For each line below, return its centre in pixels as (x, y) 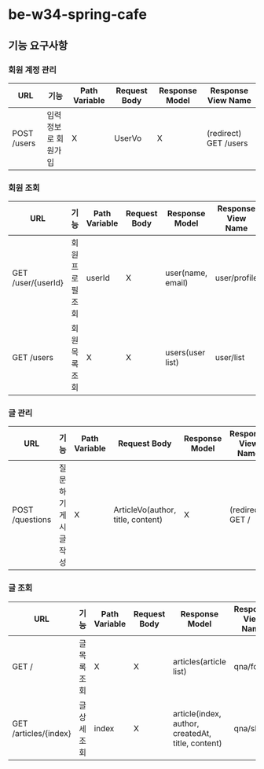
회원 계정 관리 (33, 70)
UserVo (128, 138)
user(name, (186, 273)
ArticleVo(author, (145, 510)
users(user (185, 353)
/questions (32, 520)
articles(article (199, 661)
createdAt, (192, 733)
